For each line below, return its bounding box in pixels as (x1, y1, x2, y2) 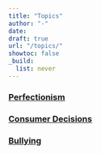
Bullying (8, 135, 42, 146)
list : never (15, 65, 57, 73)
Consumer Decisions (8, 113, 93, 124)
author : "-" (8, 19, 48, 28)
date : (8, 27, 27, 35)
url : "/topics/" (8, 42, 63, 50)
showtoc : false (8, 49, 60, 58)
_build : (8, 58, 35, 66)
